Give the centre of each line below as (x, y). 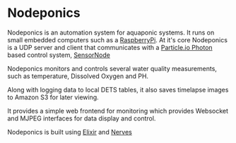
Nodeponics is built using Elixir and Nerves (70, 132)
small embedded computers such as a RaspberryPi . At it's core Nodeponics (118, 39)
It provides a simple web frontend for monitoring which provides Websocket (118, 111)
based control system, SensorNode (59, 55)
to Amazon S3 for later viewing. (53, 97)
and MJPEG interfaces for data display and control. (82, 118)
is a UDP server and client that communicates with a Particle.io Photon (110, 47)
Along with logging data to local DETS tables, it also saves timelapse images (118, 89)
